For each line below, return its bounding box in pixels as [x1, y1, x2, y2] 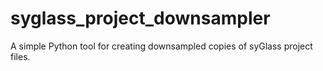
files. [10, 50, 31, 62]
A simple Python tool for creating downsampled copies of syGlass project [10, 40, 313, 52]
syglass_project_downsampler [10, 7, 271, 30]
